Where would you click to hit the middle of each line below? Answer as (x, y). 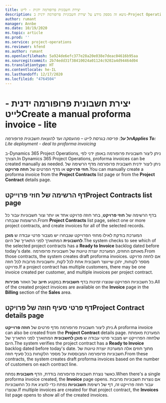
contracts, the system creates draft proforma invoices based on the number (82, 359)
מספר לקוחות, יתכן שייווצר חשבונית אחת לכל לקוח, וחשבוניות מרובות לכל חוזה (77, 262)
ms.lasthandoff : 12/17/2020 (34, 74)
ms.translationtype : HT (30, 65)
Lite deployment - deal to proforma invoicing (51, 143)
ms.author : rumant (24, 51)
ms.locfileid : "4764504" (31, 79)
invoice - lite (31, 124)
